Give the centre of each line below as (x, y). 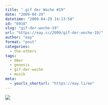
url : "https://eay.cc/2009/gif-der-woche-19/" (54, 33)
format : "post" (21, 42)
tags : (11, 56)
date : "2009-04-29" (25, 14)
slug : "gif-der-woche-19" (32, 28)
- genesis (20, 65)
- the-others (23, 51)
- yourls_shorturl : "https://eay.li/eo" (52, 83)
